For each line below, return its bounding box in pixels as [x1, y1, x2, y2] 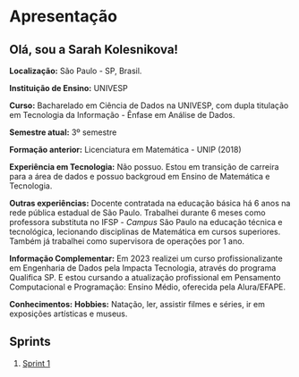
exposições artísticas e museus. [9, 308, 128, 319]
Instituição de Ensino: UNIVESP [9, 83, 128, 93]
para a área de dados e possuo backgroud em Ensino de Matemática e [9, 172, 270, 181]
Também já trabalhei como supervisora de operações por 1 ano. [9, 236, 244, 247]
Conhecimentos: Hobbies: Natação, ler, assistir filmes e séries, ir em [9, 299, 266, 309]
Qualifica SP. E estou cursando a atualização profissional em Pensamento [9, 272, 281, 282]
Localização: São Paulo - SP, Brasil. [9, 65, 142, 76]
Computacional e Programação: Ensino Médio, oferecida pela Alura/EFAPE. [9, 281, 286, 292]
